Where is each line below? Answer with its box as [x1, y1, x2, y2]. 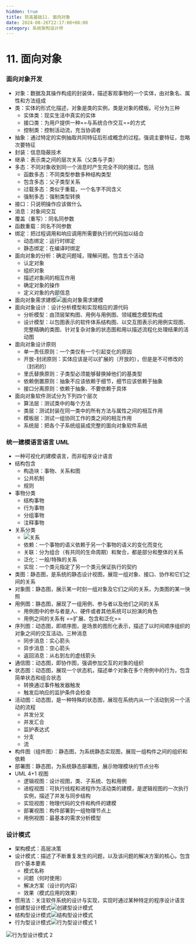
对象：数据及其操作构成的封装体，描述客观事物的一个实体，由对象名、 [14, 89, 185, 96]
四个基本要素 [14, 860, 46, 867]
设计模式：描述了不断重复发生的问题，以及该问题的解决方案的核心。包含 [14, 852, 190, 860]
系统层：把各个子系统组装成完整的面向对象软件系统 [23, 422, 148, 429]
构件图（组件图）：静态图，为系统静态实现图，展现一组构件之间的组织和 [14, 748, 188, 755]
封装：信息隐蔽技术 [14, 148, 62, 155]
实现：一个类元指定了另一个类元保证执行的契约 [23, 564, 137, 571]
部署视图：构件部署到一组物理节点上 [23, 807, 112, 814]
